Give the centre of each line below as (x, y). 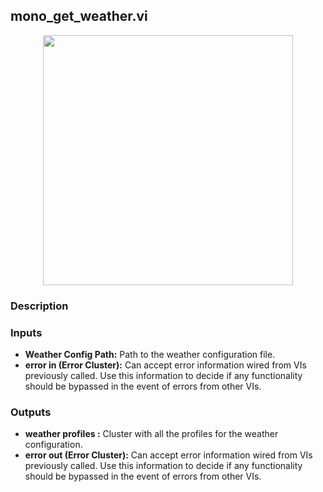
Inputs (26, 332)
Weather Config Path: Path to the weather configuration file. (150, 355)
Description (39, 306)
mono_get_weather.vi (79, 16)
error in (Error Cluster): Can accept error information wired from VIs (165, 365)
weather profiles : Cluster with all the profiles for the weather (151, 434)
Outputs (31, 412)
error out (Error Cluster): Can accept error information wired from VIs (168, 455)
